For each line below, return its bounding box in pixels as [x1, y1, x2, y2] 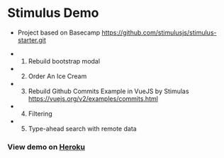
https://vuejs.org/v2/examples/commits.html [28, 94, 158, 103]
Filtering [28, 109, 53, 118]
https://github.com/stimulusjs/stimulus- [101, 28, 217, 37]
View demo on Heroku [7, 142, 85, 152]
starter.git [17, 35, 46, 44]
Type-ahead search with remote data [28, 124, 137, 133]
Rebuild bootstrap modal [28, 56, 101, 65]
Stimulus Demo [7, 5, 99, 21]
